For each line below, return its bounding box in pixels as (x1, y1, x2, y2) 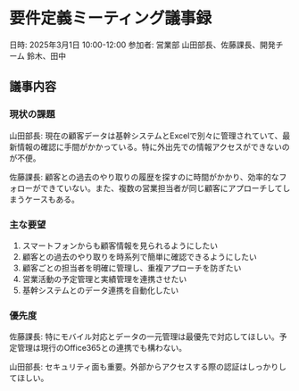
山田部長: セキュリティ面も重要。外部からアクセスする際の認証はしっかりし (9, 362, 287, 372)
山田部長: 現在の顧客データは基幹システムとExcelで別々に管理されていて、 (9, 130, 283, 141)
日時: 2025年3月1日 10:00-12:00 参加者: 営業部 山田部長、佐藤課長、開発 (9, 39, 276, 50)
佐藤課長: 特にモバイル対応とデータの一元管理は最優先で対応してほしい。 (9, 331, 279, 342)
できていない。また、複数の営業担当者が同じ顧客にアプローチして (39, 182, 283, 193)
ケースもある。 (24, 194, 80, 204)
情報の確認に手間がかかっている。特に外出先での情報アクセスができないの (16, 141, 290, 152)
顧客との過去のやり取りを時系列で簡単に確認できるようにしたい (21, 251, 257, 262)
